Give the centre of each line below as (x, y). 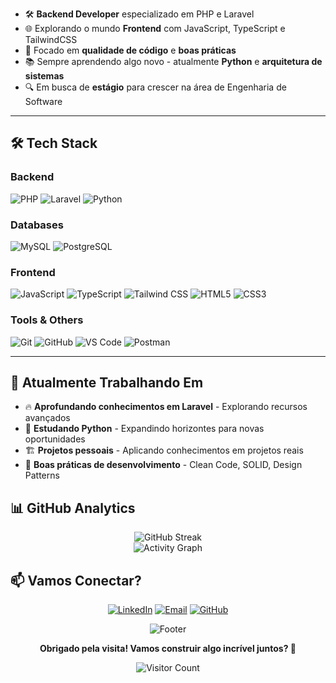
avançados (47, 418)
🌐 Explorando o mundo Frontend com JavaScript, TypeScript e (155, 28)
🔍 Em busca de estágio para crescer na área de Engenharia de (155, 87)
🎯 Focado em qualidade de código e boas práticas (130, 50)
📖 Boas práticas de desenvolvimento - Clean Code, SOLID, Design (163, 465)
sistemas (44, 76)
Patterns (42, 475)
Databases (37, 225)
